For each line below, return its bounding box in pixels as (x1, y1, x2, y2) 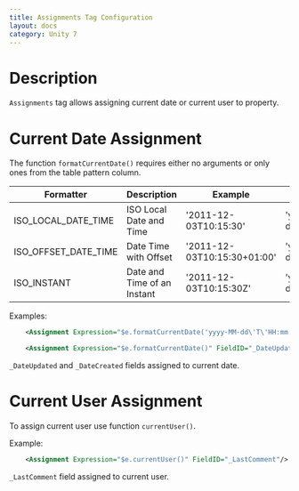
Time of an (125, 277, 172, 289)
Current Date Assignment (9, 128, 202, 149)
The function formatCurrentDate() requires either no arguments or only (9, 157, 270, 169)
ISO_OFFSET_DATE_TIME (13, 245, 118, 258)
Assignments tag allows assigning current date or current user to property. (9, 97, 279, 108)
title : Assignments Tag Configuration (9, 12, 153, 22)
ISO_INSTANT (13, 277, 71, 289)
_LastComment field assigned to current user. (9, 471, 169, 481)
